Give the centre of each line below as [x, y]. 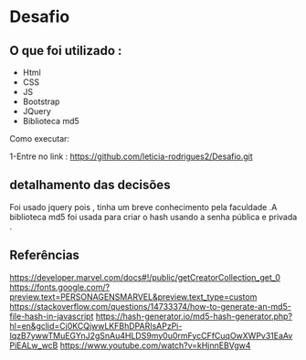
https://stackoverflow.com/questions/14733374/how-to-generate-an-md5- [151, 306]
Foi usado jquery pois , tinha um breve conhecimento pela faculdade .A [143, 206]
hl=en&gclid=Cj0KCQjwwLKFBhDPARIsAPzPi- [96, 325]
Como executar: [40, 138]
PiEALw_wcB [34, 345]
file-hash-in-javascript [52, 316]
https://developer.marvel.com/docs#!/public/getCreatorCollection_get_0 [145, 277]
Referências [45, 255]
